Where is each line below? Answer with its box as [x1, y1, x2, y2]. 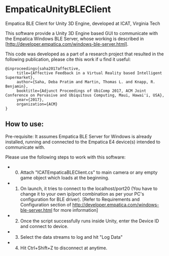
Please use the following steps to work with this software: [5, 154, 126, 160]
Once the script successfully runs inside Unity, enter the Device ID [20, 217, 159, 224]
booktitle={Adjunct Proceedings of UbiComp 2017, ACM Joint [16, 88, 146, 93]
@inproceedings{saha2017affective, [5, 66, 81, 71]
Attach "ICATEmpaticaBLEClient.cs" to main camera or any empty [20, 169, 158, 175]
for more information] [53, 207, 98, 213]
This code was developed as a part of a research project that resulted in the [5, 51, 164, 57]
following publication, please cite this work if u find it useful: [5, 56, 131, 62]
